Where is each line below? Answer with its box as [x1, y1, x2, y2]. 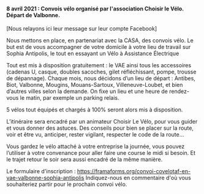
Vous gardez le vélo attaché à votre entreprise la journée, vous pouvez [6, 143, 185, 150]
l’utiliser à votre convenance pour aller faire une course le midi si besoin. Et [6, 149, 196, 157]
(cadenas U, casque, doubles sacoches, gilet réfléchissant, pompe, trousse [6, 68, 197, 76]
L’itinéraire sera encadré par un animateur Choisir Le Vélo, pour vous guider [6, 118, 198, 125]
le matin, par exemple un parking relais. [20, 94, 119, 102]
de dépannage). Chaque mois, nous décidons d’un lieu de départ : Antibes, [6, 75, 196, 82]
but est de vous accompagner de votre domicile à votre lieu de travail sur [6, 43, 191, 51]
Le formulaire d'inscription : [6, 168, 76, 175]
